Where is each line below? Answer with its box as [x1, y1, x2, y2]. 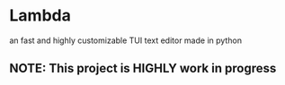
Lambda [9, 5, 72, 26]
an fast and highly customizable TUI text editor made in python [9, 35, 243, 46]
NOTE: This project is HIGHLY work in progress [9, 61, 277, 76]
